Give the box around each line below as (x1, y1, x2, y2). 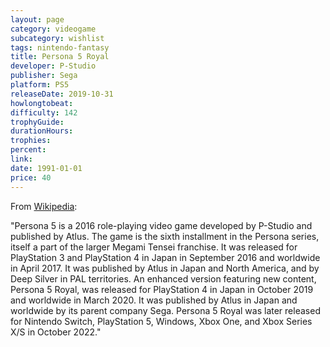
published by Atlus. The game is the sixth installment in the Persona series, (10, 230, 320, 242)
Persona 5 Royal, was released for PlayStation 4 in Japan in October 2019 (10, 283, 314, 295)
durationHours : (10, 126, 74, 136)
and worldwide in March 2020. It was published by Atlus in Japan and (10, 294, 298, 306)
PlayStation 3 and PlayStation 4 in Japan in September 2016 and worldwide (10, 251, 321, 263)
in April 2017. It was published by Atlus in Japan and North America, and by (10, 262, 320, 274)
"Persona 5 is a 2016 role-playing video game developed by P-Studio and (10, 219, 313, 231)
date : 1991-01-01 (10, 163, 83, 173)
